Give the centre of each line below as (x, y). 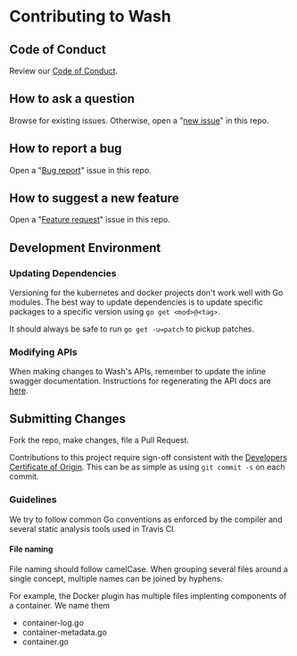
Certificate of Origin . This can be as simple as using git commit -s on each (147, 467)
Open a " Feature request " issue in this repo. (90, 220)
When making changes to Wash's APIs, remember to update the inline (137, 372)
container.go (45, 642)
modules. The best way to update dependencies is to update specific (136, 302)
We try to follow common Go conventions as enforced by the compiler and (146, 519)
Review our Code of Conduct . (64, 71)
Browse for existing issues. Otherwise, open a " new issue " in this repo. (139, 120)
